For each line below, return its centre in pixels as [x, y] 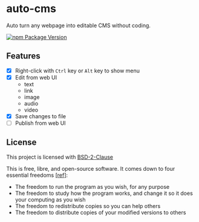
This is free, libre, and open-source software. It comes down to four [91, 168]
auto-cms [31, 9]
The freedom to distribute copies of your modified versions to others [100, 212]
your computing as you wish [50, 199]
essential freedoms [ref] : [37, 175]
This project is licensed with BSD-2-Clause [60, 157]
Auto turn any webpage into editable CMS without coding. [79, 25]
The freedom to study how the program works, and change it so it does [104, 193]
